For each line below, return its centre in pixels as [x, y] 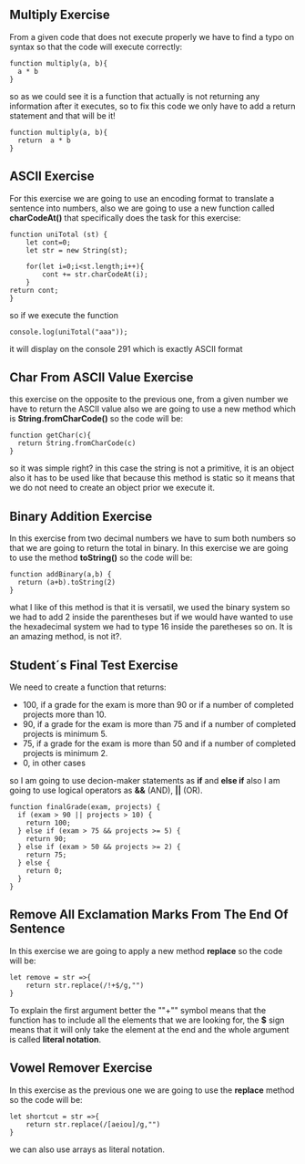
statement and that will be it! [62, 115]
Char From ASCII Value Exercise [102, 378]
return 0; [45, 871]
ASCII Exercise [52, 177]
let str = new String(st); [77, 250]
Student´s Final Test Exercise [94, 665]
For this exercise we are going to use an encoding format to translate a [142, 198]
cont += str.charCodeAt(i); [95, 274]
